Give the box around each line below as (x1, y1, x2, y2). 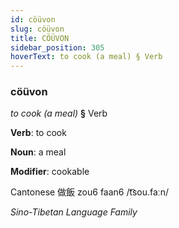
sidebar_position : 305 (10, 42, 105, 53)
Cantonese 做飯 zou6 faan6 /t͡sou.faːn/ (10, 186, 169, 198)
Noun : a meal (10, 146, 67, 158)
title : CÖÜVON (10, 33, 70, 43)
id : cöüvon (10, 14, 56, 25)
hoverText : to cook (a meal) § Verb (10, 52, 163, 62)
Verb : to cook (10, 127, 67, 139)
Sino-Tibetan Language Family (10, 206, 138, 218)
